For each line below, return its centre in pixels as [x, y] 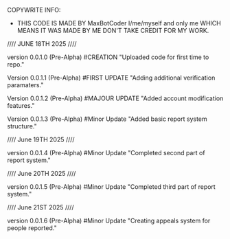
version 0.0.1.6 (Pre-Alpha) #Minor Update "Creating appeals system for [109, 220]
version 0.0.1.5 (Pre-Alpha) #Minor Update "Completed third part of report [112, 187]
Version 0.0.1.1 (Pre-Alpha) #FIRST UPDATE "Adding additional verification [111, 78]
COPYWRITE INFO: [34, 10]
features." [21, 105]
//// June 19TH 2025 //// [41, 139]
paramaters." [25, 85]
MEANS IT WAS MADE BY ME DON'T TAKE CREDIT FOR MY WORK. [113, 31]
